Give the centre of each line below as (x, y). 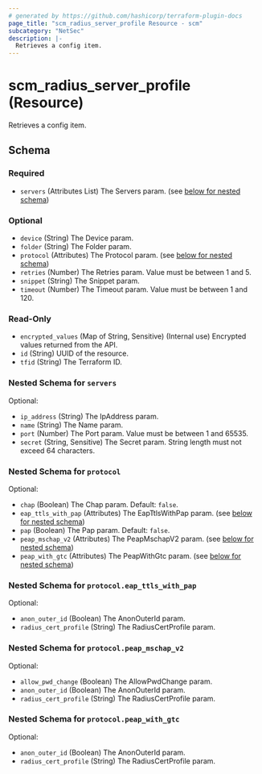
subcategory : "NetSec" (46, 31)
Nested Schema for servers (63, 383)
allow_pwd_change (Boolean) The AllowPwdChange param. (116, 681)
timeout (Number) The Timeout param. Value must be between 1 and (133, 289)
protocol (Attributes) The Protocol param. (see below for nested (126, 256)
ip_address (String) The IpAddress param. (89, 416)
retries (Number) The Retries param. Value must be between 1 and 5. (135, 273)
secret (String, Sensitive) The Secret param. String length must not (131, 442)
